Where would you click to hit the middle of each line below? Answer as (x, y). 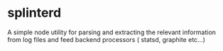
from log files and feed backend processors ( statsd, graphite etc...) (107, 39)
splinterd (34, 13)
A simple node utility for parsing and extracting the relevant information (112, 32)
